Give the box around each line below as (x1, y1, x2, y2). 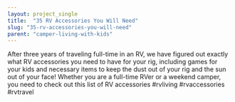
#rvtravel (7, 88, 34, 96)
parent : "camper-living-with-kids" (7, 30, 113, 38)
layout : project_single (7, 10, 78, 18)
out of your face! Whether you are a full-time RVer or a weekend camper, (7, 73, 221, 81)
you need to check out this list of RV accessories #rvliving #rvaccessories (7, 80, 225, 89)
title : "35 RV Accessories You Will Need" (7, 17, 139, 24)
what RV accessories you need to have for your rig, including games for (7, 58, 218, 66)
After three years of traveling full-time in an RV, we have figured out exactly (7, 50, 229, 58)
